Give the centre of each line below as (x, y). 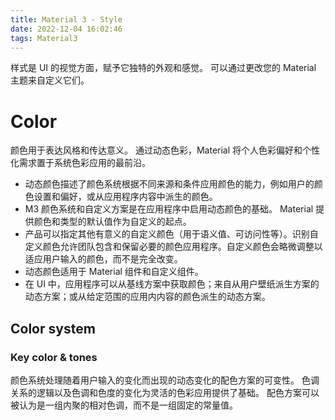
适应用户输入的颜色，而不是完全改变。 (103, 259)
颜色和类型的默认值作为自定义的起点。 (112, 222)
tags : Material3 (44, 38)
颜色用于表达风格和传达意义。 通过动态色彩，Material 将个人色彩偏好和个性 (165, 150)
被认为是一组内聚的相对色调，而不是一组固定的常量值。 (124, 405)
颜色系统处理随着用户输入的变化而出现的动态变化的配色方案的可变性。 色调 (165, 380)
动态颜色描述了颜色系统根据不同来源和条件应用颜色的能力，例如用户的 (169, 184)
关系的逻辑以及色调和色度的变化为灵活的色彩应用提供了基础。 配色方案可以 (165, 392)
